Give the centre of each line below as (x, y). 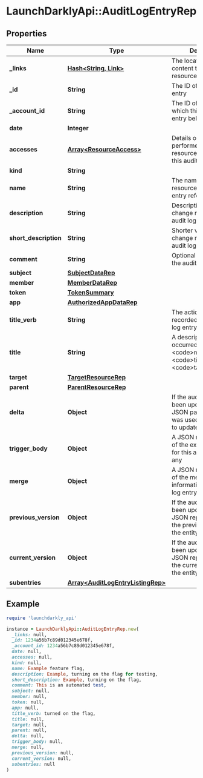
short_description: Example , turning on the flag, (77, 680)
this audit (185, 161)
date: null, (27, 652)
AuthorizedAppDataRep (102, 302)
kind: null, (27, 663)
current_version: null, (41, 759)
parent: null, (29, 730)
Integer (78, 128)
